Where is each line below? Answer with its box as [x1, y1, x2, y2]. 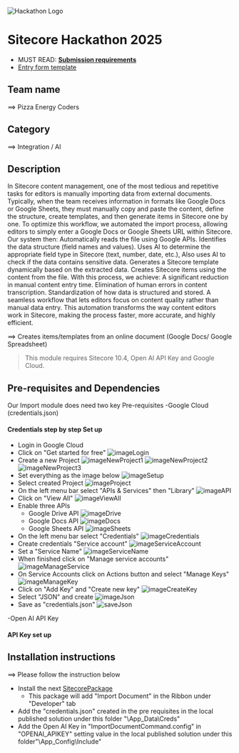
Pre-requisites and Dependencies [7, 382, 161, 394]
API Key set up [7, 630, 52, 639]
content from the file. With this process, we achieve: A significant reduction [7, 273, 229, 281]
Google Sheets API [28, 524, 84, 533]
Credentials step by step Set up [7, 425, 103, 434]
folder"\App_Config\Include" [17, 737, 102, 746]
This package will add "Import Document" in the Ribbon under [28, 692, 212, 700]
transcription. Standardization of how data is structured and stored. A [7, 288, 211, 296]
